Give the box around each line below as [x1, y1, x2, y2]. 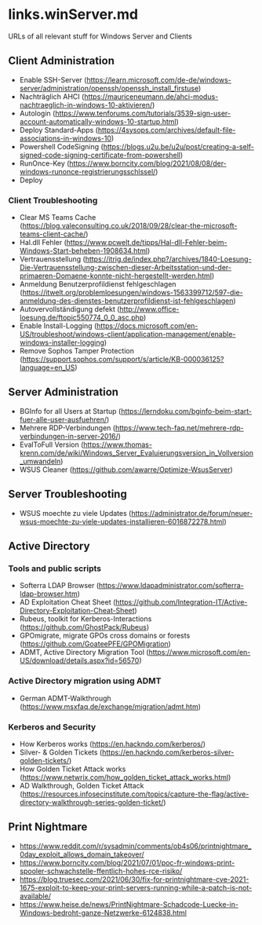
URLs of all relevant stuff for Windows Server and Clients [8, 31, 192, 41]
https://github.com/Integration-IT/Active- [115, 598, 248, 607]
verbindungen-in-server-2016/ [19, 431, 119, 441]
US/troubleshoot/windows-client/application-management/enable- [19, 330, 236, 339]
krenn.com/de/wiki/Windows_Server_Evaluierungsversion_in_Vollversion [19, 448, 253, 457]
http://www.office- [119, 305, 180, 314]
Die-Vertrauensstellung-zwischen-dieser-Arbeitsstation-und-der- [19, 263, 231, 272]
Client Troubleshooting [8, 195, 98, 206]
